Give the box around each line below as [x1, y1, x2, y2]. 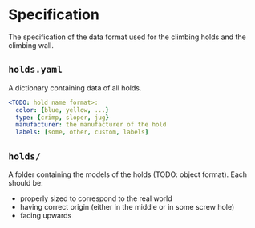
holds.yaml [8, 64, 63, 75]
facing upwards [19, 210, 72, 220]
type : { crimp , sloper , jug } [15, 114, 110, 122]
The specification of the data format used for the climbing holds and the [8, 32, 246, 42]
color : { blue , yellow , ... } [15, 106, 110, 114]
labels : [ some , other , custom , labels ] [15, 128, 149, 137]
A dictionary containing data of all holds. [8, 82, 142, 93]
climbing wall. [8, 40, 54, 50]
